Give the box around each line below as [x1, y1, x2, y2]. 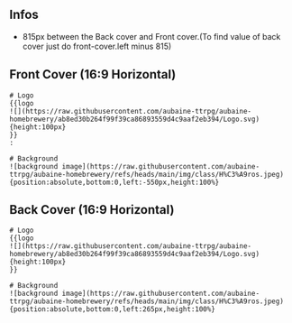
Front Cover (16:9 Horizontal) [9, 67, 177, 82]
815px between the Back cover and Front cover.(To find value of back [22, 31, 281, 42]
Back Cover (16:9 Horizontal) [9, 202, 175, 217]
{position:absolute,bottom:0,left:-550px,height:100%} [9, 178, 220, 187]
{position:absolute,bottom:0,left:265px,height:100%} [9, 305, 216, 314]
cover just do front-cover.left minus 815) [22, 41, 172, 51]
